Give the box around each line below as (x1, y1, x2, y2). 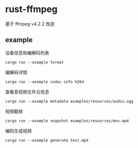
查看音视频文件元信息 (5, 89, 49, 95)
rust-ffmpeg (5, 4, 58, 15)
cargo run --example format (5, 59, 64, 65)
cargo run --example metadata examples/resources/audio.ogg (5, 99, 134, 104)
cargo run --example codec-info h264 (5, 79, 84, 84)
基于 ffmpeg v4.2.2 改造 (5, 21, 55, 27)
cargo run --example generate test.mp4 (5, 137, 89, 143)
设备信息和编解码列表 (5, 49, 49, 56)
